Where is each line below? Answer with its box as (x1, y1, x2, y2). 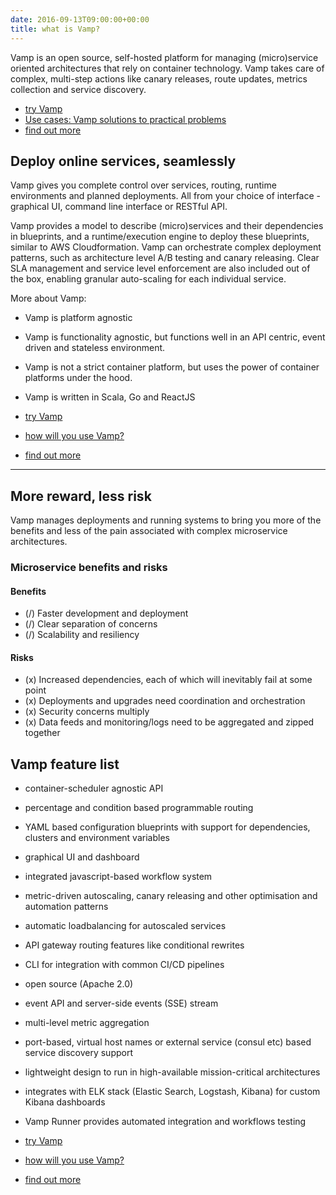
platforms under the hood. (24, 372, 133, 384)
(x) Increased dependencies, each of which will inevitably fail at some (24, 674, 313, 686)
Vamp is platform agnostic (24, 312, 133, 324)
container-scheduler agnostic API (24, 782, 164, 795)
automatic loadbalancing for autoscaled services (24, 920, 227, 932)
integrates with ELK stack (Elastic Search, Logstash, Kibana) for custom (24, 1086, 321, 1098)
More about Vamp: (10, 292, 87, 305)
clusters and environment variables (24, 832, 170, 844)
